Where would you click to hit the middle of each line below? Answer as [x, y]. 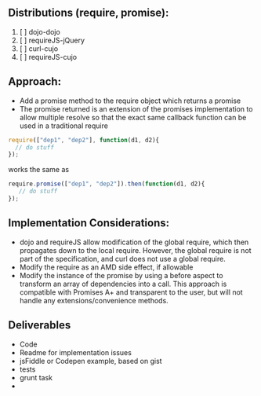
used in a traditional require [63, 126]
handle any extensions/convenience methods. [94, 300]
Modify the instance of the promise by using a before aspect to [121, 275]
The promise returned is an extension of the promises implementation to [136, 108]
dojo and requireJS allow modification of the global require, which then [134, 242]
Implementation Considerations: [89, 223]
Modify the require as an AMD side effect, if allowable [106, 267]
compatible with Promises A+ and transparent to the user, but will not [131, 292]
